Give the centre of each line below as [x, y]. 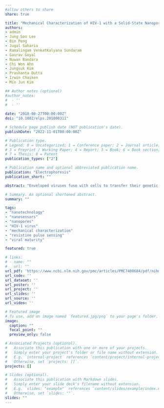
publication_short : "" [28, 177]
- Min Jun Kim [20, 82]
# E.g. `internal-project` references [47, 357]
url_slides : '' [20, 294]
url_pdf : [14, 271]
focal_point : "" [26, 330]
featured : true [20, 249]
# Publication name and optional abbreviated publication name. [72, 168]
